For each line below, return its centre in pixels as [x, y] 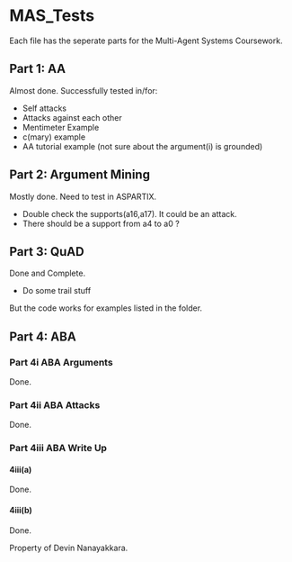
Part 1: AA [37, 69]
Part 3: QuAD [47, 252]
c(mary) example [54, 137]
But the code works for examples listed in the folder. [106, 308]
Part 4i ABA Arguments [62, 362]
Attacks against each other [72, 117]
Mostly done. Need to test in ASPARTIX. [83, 196]
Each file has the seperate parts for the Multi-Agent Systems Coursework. [146, 41]
